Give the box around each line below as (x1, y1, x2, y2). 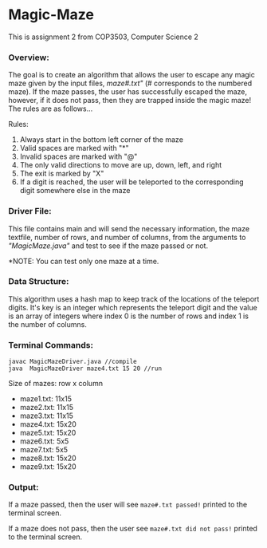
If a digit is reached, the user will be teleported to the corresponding (19, 177, 245, 187)
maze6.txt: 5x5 (19, 436, 69, 446)
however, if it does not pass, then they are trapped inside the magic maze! (8, 96, 252, 105)
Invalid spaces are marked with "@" (19, 152, 138, 161)
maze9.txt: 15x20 (19, 462, 77, 471)
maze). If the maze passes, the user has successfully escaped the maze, (8, 87, 247, 97)
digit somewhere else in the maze (19, 186, 131, 195)
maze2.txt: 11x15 (19, 403, 74, 412)
